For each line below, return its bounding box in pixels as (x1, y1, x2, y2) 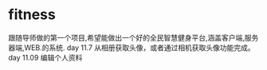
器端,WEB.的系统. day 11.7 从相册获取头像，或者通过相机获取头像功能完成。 (8, 42, 255, 52)
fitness (8, 6, 56, 24)
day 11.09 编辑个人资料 (8, 52, 83, 62)
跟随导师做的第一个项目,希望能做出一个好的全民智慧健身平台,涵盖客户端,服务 (8, 33, 259, 42)
